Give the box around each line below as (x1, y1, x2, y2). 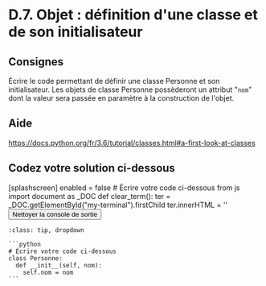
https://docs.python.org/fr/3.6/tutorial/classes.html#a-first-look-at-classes (8, 138, 256, 147)
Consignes (8, 55, 64, 68)
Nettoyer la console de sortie (12, 209, 98, 218)
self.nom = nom (23, 268, 74, 276)
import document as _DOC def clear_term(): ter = (8, 191, 171, 201)
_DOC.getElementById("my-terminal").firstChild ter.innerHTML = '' (8, 200, 228, 209)
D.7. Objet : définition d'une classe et (8, 6, 259, 24)
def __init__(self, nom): (15, 261, 103, 269)
